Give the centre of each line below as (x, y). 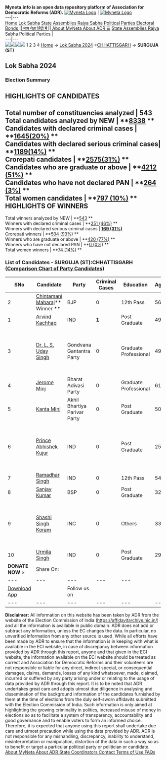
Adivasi (76, 385)
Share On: (47, 569)
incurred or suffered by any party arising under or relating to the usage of (80, 678)
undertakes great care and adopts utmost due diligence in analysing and (79, 689)
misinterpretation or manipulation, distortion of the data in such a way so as (82, 741)
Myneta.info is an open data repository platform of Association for (75, 7)
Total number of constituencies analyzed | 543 (79, 113)
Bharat (75, 379)
